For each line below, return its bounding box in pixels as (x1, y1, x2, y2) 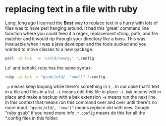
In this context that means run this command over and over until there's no (5, 99, 157, 105)
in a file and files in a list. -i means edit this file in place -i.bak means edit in (5, 88, 161, 95)
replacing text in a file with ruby (5, 3, 138, 15)
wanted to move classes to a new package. (5, 46, 94, 52)
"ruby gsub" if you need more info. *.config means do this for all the (5, 110, 145, 116)
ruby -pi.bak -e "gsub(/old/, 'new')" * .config (5, 74, 106, 79)
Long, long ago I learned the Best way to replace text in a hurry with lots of (5, 20, 158, 26)
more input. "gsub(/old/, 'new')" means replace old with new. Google (5, 104, 150, 110)
